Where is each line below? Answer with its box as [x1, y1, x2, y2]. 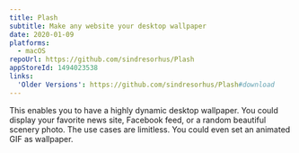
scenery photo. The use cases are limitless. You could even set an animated [9, 123, 291, 135]
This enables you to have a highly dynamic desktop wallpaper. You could [9, 104, 278, 115]
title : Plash [9, 13, 58, 22]
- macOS [17, 47, 47, 56]
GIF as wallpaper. [9, 133, 74, 144]
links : [9, 72, 34, 81]
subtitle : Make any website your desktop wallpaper [9, 22, 207, 31]
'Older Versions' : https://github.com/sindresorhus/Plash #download [17, 80, 276, 89]
